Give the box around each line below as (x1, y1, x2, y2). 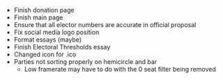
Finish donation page (13, 6, 75, 14)
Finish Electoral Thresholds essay (13, 43, 111, 51)
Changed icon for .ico (13, 50, 77, 58)
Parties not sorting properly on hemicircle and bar (13, 58, 157, 65)
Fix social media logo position (13, 28, 100, 36)
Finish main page (13, 13, 63, 22)
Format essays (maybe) (13, 35, 82, 44)
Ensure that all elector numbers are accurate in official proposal (13, 21, 197, 29)
